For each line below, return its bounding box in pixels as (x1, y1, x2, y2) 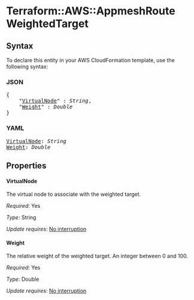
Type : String (6, 214, 37, 221)
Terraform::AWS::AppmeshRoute (6, 4, 175, 18)
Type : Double (6, 275, 40, 283)
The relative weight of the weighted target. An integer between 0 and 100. (6, 253, 189, 260)
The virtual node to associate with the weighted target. (6, 190, 141, 198)
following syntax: (6, 63, 48, 70)
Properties (6, 160, 47, 171)
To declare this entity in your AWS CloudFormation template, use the (6, 57, 175, 63)
